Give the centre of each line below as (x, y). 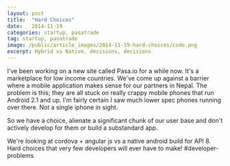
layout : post (26, 13)
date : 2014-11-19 (35, 26)
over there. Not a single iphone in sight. (63, 107)
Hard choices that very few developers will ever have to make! (95, 148)
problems (21, 155)
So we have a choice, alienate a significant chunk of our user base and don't (115, 120)
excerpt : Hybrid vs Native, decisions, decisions (79, 52)
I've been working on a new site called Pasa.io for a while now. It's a (103, 71)
